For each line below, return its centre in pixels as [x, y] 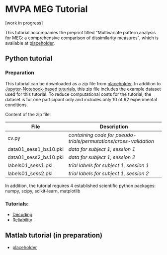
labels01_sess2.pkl [30, 173]
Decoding [22, 214]
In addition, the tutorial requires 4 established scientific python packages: [81, 186]
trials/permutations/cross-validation [111, 141]
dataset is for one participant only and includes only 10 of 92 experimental [81, 99]
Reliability [22, 220]
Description [114, 127]
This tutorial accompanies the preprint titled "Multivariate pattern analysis [81, 32]
